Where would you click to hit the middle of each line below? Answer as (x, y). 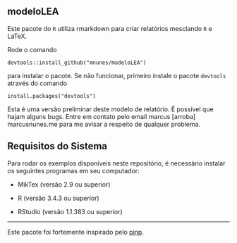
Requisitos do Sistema (57, 146)
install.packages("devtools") (52, 96)
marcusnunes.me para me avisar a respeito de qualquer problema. (104, 124)
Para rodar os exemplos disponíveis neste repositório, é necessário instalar (116, 163)
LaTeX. (17, 36)
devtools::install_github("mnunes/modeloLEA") (77, 63)
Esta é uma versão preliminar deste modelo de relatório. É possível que (110, 109)
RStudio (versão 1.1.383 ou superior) (70, 211)
